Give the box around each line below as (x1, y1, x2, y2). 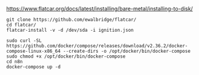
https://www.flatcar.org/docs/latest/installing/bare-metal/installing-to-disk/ (6, 5, 194, 12)
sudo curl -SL (6, 38, 42, 44)
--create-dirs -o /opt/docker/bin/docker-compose (63, 48, 191, 54)
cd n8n (6, 59, 23, 65)
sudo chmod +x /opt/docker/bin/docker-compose (6, 53, 126, 59)
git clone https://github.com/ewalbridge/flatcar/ (6, 17, 137, 23)
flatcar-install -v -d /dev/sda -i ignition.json (6, 27, 134, 33)
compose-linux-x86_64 (6, 48, 61, 54)
